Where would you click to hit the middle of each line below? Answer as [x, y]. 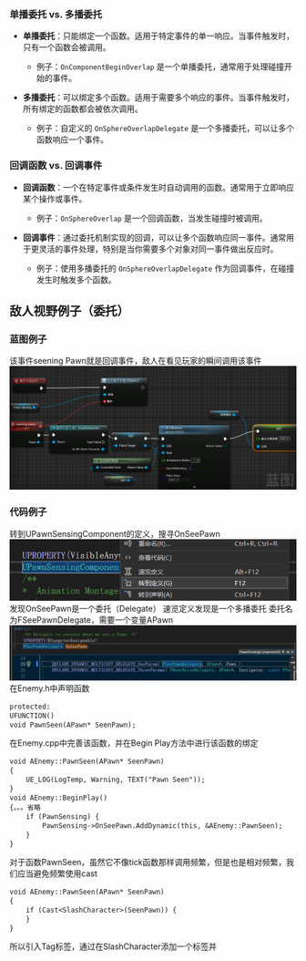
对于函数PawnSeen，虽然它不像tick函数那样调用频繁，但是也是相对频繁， [148, 863]
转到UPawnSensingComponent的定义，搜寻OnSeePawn [115, 533]
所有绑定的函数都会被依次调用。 [82, 109]
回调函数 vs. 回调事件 [56, 166]
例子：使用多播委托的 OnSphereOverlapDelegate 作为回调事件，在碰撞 [165, 268]
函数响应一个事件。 [72, 139]
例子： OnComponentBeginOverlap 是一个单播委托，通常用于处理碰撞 [160, 67]
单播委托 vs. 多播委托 [56, 14]
